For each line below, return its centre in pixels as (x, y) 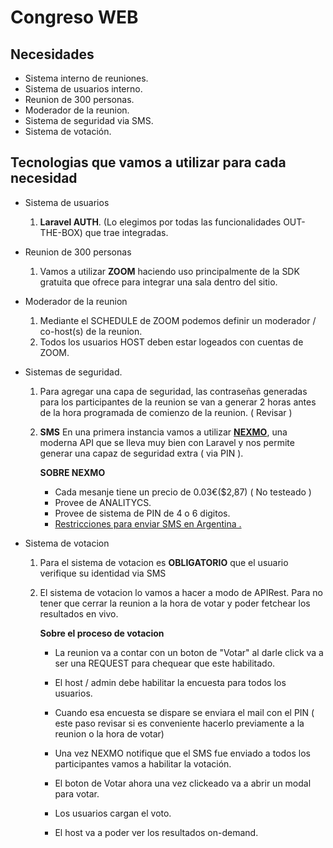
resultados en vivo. (79, 613)
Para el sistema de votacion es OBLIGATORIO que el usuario (164, 562)
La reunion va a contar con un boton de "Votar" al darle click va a (189, 652)
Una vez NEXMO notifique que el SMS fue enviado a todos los (182, 753)
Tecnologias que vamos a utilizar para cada (148, 162)
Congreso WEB (74, 17)
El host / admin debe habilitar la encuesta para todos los (170, 682)
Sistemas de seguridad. (73, 372)
